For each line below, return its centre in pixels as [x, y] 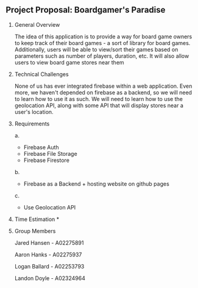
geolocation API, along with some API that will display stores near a [99, 105]
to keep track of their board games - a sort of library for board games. [102, 43]
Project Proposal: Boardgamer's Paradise [86, 10]
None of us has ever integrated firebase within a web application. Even [103, 86]
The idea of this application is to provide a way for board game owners [103, 37]
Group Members [35, 231]
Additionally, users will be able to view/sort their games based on [96, 49]
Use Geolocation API [50, 207]
